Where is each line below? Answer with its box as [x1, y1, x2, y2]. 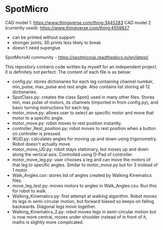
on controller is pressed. [12, 130, 62, 136]
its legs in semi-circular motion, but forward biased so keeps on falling [12, 198, 154, 204]
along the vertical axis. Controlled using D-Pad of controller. [12, 151, 133, 157]
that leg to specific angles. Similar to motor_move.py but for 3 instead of [12, 162, 158, 168]
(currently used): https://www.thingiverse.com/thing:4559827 [5, 25, 130, 30]
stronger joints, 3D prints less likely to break [12, 39, 101, 45]
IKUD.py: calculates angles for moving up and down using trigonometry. [12, 136, 158, 142]
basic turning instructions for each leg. [12, 104, 91, 110]
